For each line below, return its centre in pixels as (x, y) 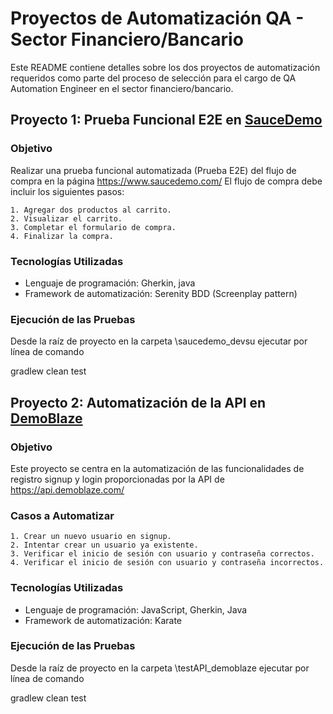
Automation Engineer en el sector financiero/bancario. (122, 88)
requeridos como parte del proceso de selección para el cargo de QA (153, 78)
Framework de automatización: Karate (103, 620)
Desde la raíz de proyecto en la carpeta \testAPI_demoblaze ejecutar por (160, 668)
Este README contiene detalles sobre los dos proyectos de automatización (165, 67)
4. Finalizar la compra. (62, 236)
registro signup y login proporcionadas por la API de (117, 479)
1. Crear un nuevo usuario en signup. (91, 537)
